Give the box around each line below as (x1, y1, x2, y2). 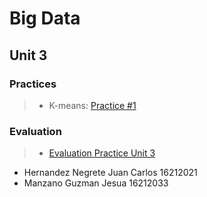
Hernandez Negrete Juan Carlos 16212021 (23, 167, 198, 179)
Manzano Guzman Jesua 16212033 (23, 177, 169, 189)
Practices (9, 77, 57, 91)
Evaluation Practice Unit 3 (48, 147, 156, 159)
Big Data (9, 7, 81, 30)
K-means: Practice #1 (48, 99, 137, 111)
